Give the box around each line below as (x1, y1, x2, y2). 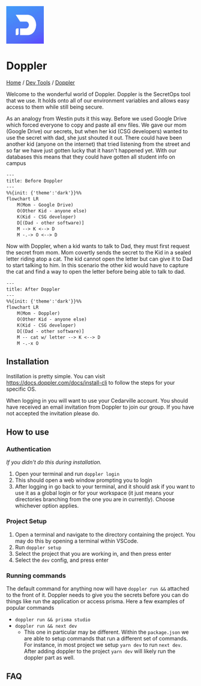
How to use (6, 427, 49, 438)
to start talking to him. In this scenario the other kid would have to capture (6, 261, 189, 269)
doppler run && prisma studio (14, 617, 91, 623)
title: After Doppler (6, 286, 61, 292)
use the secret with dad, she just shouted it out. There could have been (6, 134, 182, 141)
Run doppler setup (14, 543, 62, 551)
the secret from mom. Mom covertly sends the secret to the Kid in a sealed (6, 248, 191, 256)
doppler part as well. (23, 654, 75, 661)
